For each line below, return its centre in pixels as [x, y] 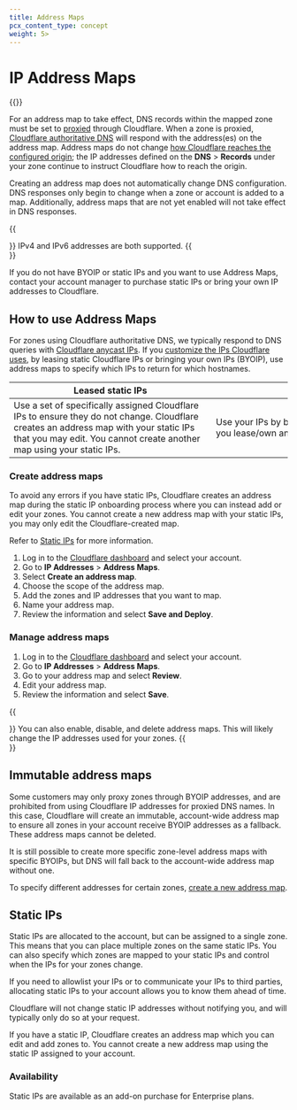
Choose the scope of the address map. [93, 586]
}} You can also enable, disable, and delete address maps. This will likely [141, 728]
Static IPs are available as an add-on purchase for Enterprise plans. [132, 1096]
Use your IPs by [248, 422]
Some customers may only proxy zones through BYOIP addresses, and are [145, 797]
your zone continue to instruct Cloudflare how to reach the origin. [128, 166]
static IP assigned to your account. [72, 1053]
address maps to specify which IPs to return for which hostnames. [130, 369]
